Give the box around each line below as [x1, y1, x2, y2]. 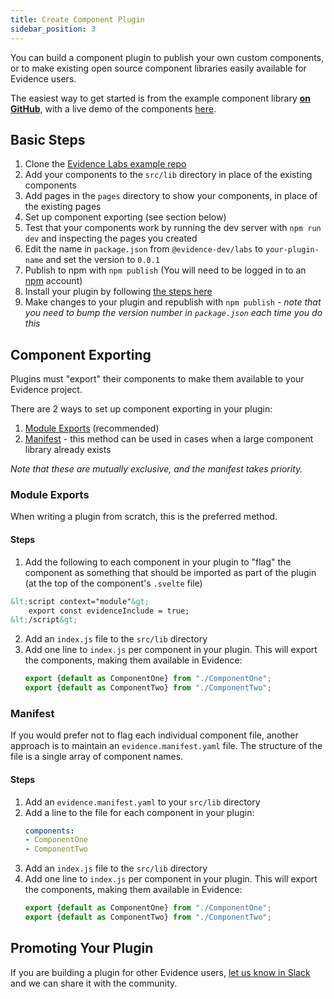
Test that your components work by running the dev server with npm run [24, 222, 322, 234]
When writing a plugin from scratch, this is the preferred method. [10, 511, 278, 523]
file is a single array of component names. [10, 751, 184, 763]
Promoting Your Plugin [10, 940, 154, 957]
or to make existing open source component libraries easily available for [10, 62, 307, 74]
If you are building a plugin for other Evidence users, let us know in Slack [10, 966, 311, 978]
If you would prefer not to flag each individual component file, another [10, 729, 299, 741]
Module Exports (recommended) [24, 422, 160, 435]
